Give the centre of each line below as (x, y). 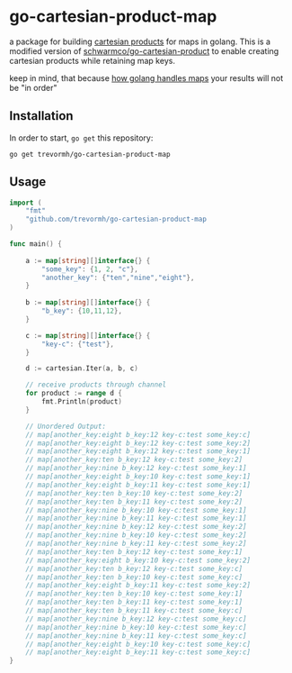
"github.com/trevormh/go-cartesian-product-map (116, 219)
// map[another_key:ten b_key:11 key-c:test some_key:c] (134, 611)
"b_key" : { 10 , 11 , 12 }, (82, 311)
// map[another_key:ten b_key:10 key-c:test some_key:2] (134, 493)
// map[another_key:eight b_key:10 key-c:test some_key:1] (138, 477)
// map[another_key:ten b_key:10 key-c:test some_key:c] (134, 577)
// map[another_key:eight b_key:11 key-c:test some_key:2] (138, 586)
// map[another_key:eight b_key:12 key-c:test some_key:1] (138, 451)
